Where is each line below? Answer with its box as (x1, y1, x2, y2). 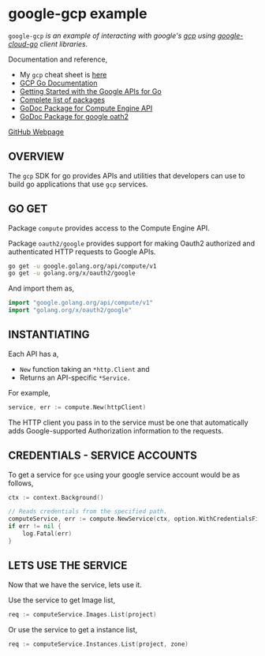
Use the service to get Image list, (8, 595, 116, 605)
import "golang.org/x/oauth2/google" (8, 306, 132, 314)
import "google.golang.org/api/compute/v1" (8, 299, 154, 307)
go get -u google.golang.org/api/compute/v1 (8, 262, 157, 270)
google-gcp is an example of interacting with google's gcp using (8, 31, 216, 40)
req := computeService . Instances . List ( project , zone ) (8, 640, 189, 648)
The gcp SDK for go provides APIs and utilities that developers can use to (8, 171, 245, 180)
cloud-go (8, 39, 39, 48)
